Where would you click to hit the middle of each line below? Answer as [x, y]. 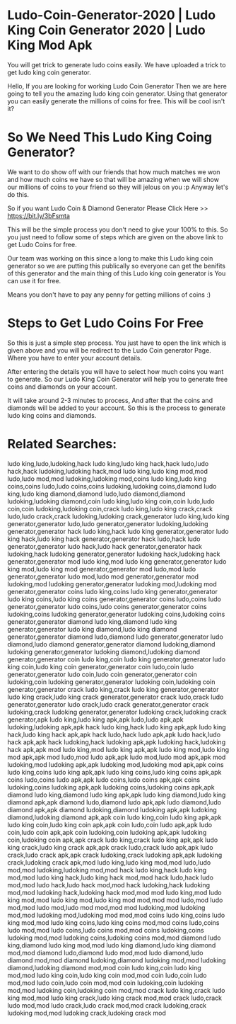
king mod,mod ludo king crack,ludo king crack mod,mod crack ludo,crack [115, 998]
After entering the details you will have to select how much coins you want [116, 371]
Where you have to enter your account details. [75, 358]
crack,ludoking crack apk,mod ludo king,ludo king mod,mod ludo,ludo [109, 862]
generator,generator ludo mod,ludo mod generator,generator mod [103, 576]
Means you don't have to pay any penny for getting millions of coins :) [109, 295]
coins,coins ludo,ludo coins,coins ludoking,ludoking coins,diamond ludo [112, 486]
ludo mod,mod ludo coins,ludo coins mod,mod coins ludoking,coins [106, 930]
